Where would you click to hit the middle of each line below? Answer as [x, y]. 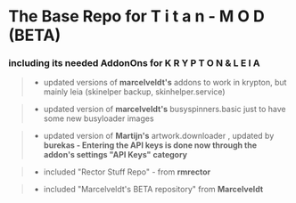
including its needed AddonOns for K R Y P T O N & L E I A [134, 63]
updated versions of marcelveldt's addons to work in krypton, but [165, 83]
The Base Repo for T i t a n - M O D [136, 16]
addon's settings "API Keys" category [115, 155]
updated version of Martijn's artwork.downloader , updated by [159, 136]
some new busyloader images [99, 118]
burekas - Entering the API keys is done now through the [150, 145]
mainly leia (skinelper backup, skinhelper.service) [134, 92]
